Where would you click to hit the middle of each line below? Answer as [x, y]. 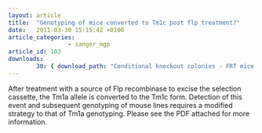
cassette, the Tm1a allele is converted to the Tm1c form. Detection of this [126, 97]
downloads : [26, 59]
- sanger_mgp [89, 45]
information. [28, 121]
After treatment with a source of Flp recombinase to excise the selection [125, 88]
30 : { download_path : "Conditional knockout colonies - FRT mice [146, 66]
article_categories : [42, 37]
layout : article [35, 15]
